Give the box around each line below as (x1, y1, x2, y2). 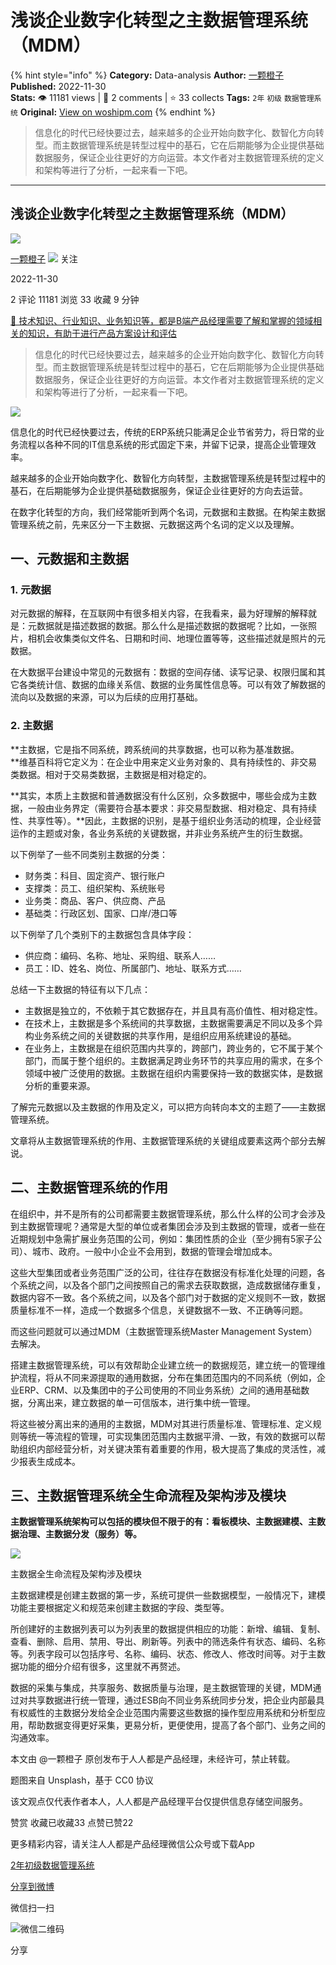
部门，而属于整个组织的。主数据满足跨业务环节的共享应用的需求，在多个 (24, 1054, 323, 1066)
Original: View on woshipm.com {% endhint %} (19, 106, 216, 118)
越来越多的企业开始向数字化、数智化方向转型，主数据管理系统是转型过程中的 (10, 472, 326, 484)
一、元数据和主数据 (10, 551, 129, 568)
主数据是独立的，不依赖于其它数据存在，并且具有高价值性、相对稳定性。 (24, 1004, 323, 1016)
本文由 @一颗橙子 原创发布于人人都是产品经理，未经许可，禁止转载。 (10, 1753, 296, 1765)
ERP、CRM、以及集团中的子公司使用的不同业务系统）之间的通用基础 (18, 1384, 302, 1396)
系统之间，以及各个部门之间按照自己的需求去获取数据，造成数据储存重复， (18, 1279, 326, 1291)
